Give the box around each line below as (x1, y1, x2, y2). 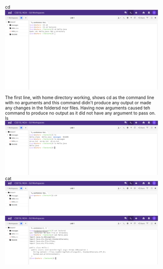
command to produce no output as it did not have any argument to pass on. (5, 110, 156, 116)
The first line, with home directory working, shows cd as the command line (5, 95, 154, 100)
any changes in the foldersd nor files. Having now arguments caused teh (5, 105, 150, 111)
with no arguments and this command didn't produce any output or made (5, 99, 151, 105)
